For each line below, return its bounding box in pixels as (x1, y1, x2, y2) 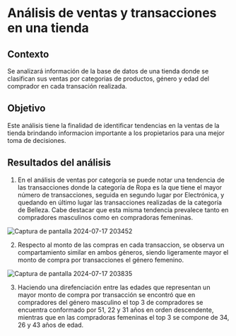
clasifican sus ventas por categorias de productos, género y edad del (7, 74, 210, 83)
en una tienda (7, 20, 90, 36)
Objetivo (7, 103, 46, 115)
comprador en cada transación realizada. (7, 82, 127, 90)
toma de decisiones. (7, 136, 66, 144)
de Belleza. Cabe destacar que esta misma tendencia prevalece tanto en (17, 205, 229, 214)
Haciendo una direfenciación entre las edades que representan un (17, 283, 211, 291)
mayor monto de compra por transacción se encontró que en (17, 290, 196, 299)
